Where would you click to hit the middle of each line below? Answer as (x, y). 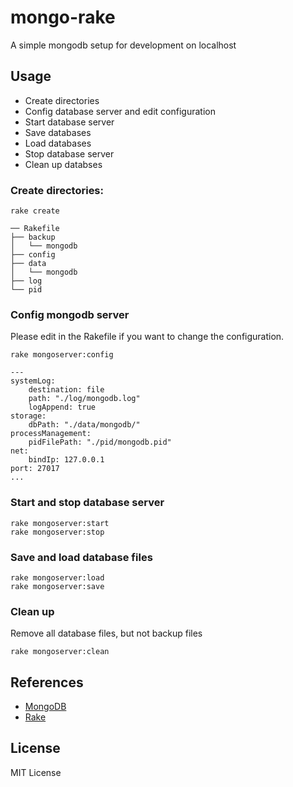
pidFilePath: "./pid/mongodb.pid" (100, 442)
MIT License (36, 772)
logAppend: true (62, 407)
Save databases (58, 132)
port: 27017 (35, 469)
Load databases (58, 143)
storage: (28, 416)
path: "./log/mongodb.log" (84, 399)
